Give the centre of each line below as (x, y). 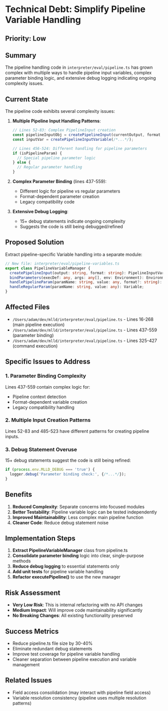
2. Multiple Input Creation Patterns (48, 420)
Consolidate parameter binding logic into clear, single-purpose (78, 556)
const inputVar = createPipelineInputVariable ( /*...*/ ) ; (73, 139)
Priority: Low (26, 38)
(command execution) (35, 346)
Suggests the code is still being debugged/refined (71, 227)
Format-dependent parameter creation (60, 197)
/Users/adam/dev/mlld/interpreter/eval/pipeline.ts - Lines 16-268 (83, 319)
